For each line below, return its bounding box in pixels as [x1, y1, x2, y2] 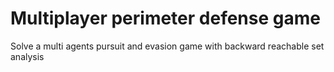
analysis [10, 50, 45, 62]
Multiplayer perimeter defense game [10, 7, 321, 30]
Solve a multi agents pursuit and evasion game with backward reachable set [10, 40, 325, 52]
